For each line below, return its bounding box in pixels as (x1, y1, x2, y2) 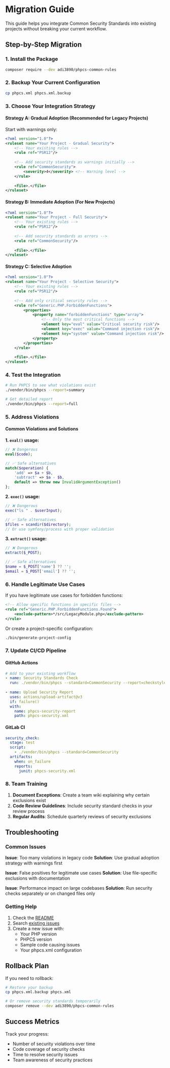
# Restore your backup (5, 985, 53, 990)
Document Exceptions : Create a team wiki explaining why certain (12, 792, 150, 798)
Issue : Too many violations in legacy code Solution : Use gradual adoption (5, 855, 159, 861)
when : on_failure (14, 759, 51, 764)
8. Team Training (5, 780, 48, 787)
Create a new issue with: (12, 925, 64, 931)
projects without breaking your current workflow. (5, 25, 107, 31)
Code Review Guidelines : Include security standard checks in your (12, 803, 153, 809)
